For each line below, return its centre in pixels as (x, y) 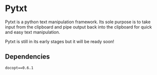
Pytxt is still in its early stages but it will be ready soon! (60, 41)
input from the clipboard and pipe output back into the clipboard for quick (78, 27)
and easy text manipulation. (33, 32)
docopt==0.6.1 (19, 68)
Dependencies (27, 57)
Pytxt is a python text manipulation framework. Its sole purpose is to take (78, 22)
